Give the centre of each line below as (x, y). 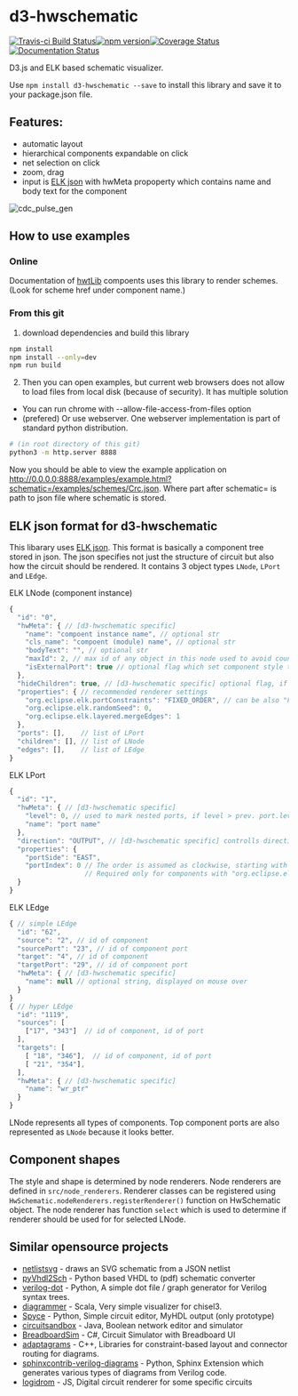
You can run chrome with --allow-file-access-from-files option (137, 409)
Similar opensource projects (89, 1247)
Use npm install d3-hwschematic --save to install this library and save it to (145, 84)
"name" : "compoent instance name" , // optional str (122, 634)
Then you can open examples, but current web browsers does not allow (153, 382)
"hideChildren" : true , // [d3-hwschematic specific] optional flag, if (153, 683)
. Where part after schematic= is (218, 489)
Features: (36, 122)
